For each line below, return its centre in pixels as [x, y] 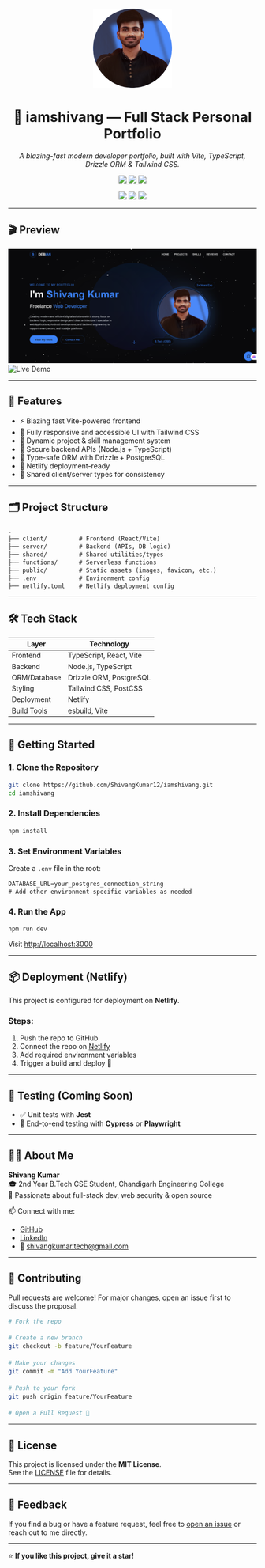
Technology [110, 644]
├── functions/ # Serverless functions [82, 562]
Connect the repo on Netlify [65, 1047]
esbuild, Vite [88, 710]
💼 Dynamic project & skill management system [95, 441]
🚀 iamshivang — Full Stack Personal [132, 117]
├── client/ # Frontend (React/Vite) [84, 539]
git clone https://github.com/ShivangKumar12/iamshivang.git [111, 785]
